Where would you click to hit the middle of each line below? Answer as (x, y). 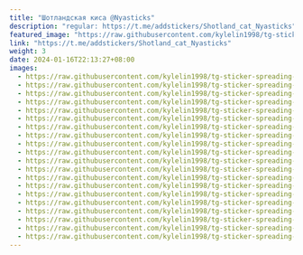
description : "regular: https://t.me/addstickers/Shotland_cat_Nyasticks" (153, 26)
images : (24, 69)
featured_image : (40, 34)
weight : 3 (28, 52)
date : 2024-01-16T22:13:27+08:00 (72, 60)
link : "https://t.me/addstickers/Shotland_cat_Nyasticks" (120, 43)
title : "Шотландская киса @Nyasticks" (82, 18)
